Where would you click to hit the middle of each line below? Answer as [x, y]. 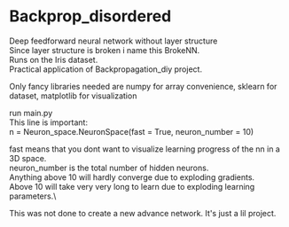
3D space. [28, 158]
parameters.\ [33, 196]
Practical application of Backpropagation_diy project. [105, 69]
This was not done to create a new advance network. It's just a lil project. [143, 213]
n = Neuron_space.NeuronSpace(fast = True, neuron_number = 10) [132, 131]
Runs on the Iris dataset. [54, 59]
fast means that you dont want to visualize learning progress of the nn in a [145, 149]
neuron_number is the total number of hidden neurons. [109, 168]
